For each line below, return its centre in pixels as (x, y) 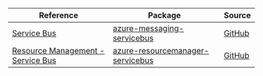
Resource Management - (59, 51)
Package (164, 15)
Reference (58, 15)
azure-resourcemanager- (161, 51)
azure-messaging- (148, 28)
